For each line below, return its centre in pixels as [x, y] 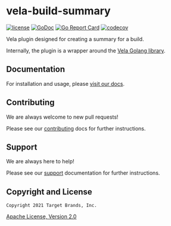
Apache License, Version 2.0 [41, 216]
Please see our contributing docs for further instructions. [76, 128]
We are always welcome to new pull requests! [62, 117]
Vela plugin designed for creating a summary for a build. [75, 39]
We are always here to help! [40, 162]
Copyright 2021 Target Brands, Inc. [52, 206]
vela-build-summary [59, 11]
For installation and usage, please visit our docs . [66, 83]
